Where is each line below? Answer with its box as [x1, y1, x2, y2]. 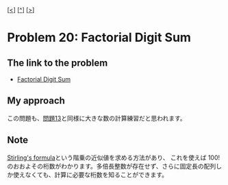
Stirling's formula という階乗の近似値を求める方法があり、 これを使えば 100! [7, 153, 220, 162]
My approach [7, 95, 65, 107]
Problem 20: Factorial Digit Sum [7, 30, 192, 45]
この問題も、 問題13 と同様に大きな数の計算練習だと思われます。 [7, 114, 186, 122]
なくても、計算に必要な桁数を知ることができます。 [25, 171, 168, 179]
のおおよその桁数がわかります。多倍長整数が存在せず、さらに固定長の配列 [7, 162, 216, 170]
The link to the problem [7, 57, 108, 69]
